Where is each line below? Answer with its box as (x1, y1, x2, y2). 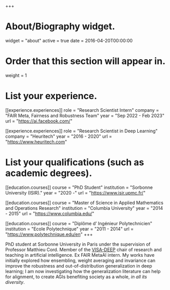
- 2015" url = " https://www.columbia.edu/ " (5, 210, 94, 216)
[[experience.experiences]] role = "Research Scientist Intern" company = (5, 107, 159, 113)
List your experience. (5, 90, 98, 102)
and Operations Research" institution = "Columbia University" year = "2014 (5, 205, 163, 211)
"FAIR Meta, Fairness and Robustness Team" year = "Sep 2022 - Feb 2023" (5, 112, 165, 118)
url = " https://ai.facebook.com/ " (5, 118, 72, 124)
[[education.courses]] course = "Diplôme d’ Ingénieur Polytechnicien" (5, 220, 153, 226)
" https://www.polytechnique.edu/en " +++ (5, 231, 93, 237)
